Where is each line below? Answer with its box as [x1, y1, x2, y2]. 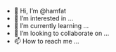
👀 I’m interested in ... [13, 14, 74, 22]
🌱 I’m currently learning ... [13, 22, 89, 30]
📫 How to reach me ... [13, 37, 79, 45]
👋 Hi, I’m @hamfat [13, 7, 67, 15]
